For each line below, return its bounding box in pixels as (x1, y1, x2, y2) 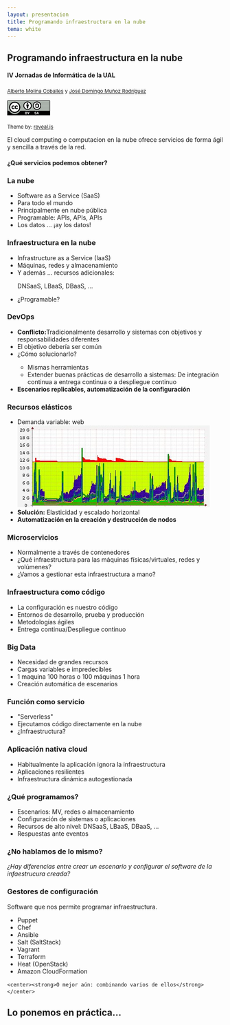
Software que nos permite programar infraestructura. (7, 902, 158, 911)
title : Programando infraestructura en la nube (7, 18, 146, 25)
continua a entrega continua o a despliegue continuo (27, 377, 177, 385)
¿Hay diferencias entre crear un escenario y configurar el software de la (7, 863, 213, 871)
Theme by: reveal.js (7, 124, 54, 131)
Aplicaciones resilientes (16, 768, 84, 776)
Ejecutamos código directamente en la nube (16, 720, 142, 728)
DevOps (7, 312, 35, 321)
